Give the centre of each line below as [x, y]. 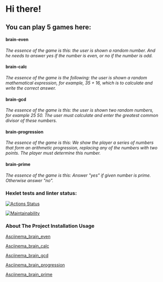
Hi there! [23, 9]
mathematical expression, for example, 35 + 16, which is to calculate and [79, 83]
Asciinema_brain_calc [27, 246]
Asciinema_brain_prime [29, 275]
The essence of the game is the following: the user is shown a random [76, 77]
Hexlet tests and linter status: [41, 193]
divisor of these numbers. [31, 120]
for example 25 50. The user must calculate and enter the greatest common [82, 116]
